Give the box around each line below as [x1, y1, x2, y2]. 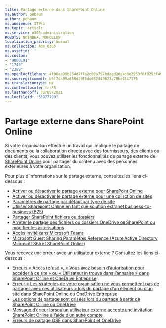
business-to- [125, 204, 152, 210]
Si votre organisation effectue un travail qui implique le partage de [5, 143, 140, 149]
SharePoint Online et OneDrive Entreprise [12, 275, 97, 282]
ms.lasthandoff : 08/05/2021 [5, 90, 63, 95]
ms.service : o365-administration [5, 30, 74, 35]
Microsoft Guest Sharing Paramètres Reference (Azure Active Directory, [12, 235, 159, 241]
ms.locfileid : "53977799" [5, 94, 58, 99]
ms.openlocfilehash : [5, 72, 48, 77]
